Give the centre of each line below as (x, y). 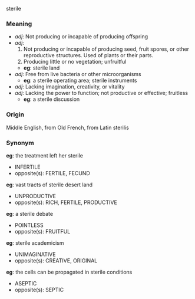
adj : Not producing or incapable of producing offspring (81, 37)
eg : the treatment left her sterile (45, 155)
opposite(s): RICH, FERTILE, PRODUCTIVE (66, 202)
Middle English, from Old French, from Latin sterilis (68, 127)
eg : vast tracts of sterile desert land (49, 185)
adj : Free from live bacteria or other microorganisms (78, 74)
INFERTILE (27, 167)
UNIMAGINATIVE (35, 254)
